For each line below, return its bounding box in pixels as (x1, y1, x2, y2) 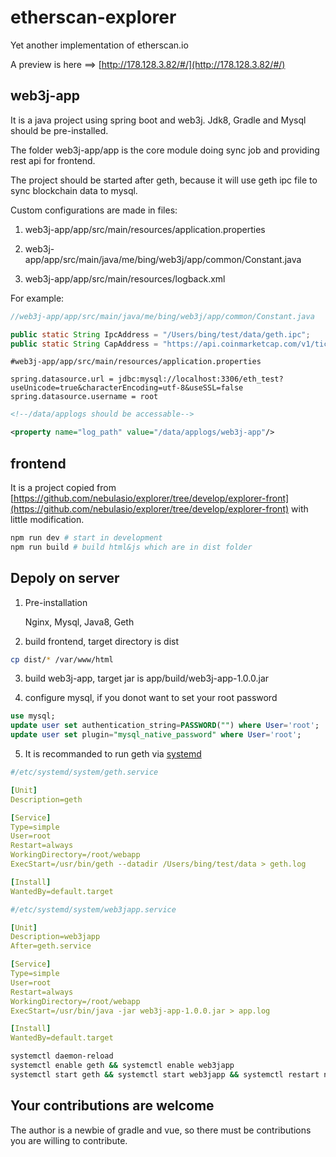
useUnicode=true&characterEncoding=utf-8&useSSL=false (10, 383, 244, 393)
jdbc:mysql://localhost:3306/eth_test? (117, 374, 284, 385)
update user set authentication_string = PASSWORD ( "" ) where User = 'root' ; (10, 721, 320, 731)
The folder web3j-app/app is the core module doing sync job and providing (10, 144, 320, 156)
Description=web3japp (10, 932, 101, 942)
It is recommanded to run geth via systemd (24, 748, 202, 760)
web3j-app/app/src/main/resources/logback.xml (24, 272, 226, 285)
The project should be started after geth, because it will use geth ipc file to (10, 174, 318, 186)
